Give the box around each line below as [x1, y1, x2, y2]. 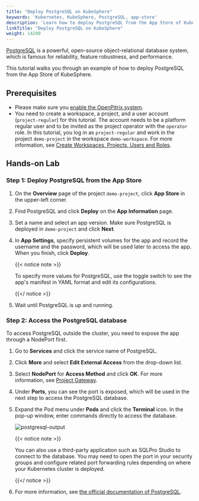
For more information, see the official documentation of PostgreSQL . [14, 488, 182, 495]
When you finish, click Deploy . [14, 249, 90, 256]
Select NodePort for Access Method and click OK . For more [14, 370, 163, 377]
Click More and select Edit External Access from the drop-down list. [14, 358, 182, 366]
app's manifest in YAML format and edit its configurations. [14, 279, 157, 286]
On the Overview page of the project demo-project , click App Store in [14, 190, 185, 197]
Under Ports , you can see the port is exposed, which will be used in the [14, 388, 190, 395]
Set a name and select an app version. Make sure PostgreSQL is [14, 219, 172, 226]
